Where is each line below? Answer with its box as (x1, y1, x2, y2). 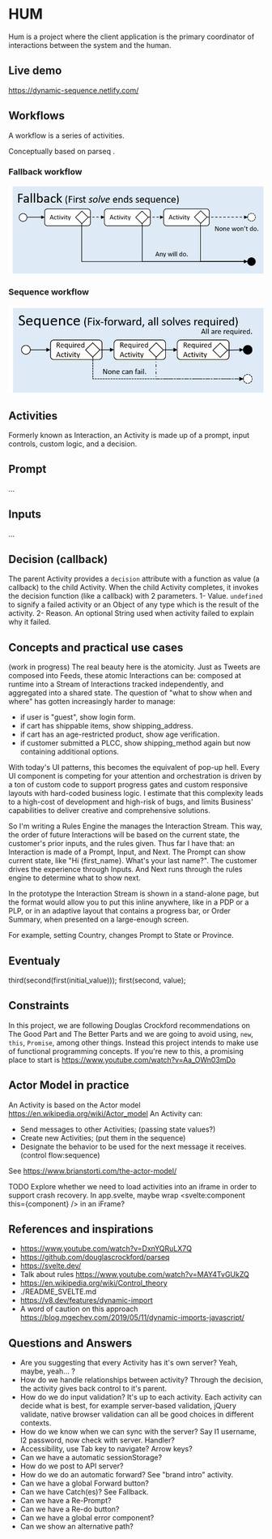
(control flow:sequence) (19, 1150, 100, 1160)
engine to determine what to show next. (8, 873, 142, 883)
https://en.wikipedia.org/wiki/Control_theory (19, 1279, 168, 1288)
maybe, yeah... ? (19, 1366, 75, 1376)
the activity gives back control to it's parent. (19, 1384, 168, 1394)
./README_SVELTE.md (19, 1287, 97, 1296)
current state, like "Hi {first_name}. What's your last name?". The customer (8, 856, 257, 866)
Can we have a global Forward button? (19, 1478, 150, 1489)
